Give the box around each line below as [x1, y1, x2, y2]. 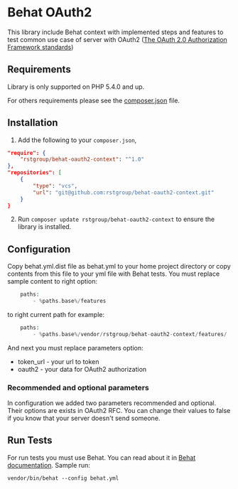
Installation [7, 117, 58, 129]
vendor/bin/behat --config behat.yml [7, 474, 119, 482]
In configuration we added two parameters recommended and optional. [7, 399, 217, 407]
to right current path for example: [7, 311, 105, 318]
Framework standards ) [7, 43, 74, 51]
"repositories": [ [7, 169, 62, 176]
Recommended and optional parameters [7, 382, 149, 392]
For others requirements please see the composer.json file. [7, 96, 180, 104]
